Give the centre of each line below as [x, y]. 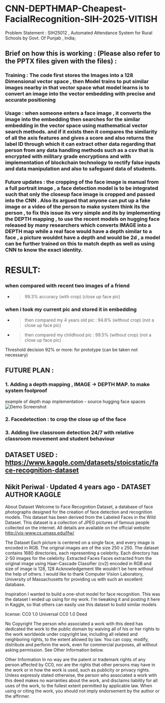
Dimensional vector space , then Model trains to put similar [77, 81]
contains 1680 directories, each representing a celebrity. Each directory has [82, 553]
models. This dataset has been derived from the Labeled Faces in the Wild [81, 517]
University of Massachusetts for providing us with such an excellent [74, 579]
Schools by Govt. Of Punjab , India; [41, 38]
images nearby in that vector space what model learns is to [77, 88]
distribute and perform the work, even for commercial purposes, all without [81, 644]
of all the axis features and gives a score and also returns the [79, 138]
